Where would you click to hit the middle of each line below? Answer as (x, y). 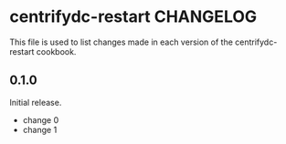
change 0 (41, 119)
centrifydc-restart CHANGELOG (133, 17)
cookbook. (56, 51)
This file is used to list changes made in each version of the (121, 42)
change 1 (40, 129)
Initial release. (36, 102)
